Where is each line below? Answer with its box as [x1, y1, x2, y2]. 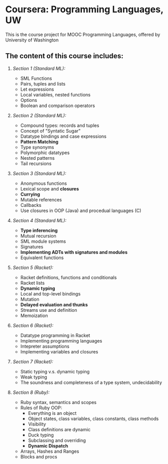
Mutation [20, 296, 39, 302]
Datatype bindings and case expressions [20, 133, 107, 139]
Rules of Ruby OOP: [20, 405, 62, 411]
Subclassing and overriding [28, 437, 86, 444]
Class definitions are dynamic [28, 426, 91, 432]
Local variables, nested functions [20, 91, 91, 98]
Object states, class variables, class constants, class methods [28, 415, 159, 421]
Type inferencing [20, 227, 58, 234]
